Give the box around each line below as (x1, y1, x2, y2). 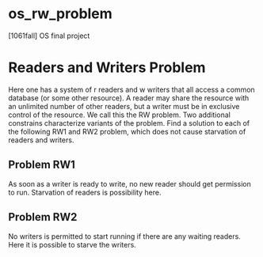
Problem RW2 (8, 210, 78, 224)
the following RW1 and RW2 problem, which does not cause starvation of (8, 127, 246, 136)
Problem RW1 (8, 158, 75, 172)
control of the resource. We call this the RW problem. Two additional (8, 110, 231, 119)
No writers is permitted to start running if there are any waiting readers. (8, 231, 242, 241)
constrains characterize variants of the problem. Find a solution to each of (8, 118, 250, 127)
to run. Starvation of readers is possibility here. (8, 187, 162, 197)
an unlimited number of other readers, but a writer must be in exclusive (8, 101, 240, 111)
